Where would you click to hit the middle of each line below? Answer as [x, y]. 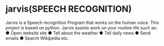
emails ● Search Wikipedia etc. [37, 38]
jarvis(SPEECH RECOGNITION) [69, 9]
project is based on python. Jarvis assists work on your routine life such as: [82, 27]
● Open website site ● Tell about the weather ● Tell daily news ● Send [78, 33]
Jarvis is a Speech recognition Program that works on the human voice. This [82, 23]
